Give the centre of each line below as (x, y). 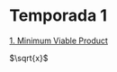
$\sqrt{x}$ (29, 58)
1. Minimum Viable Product (58, 40)
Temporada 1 (58, 16)
